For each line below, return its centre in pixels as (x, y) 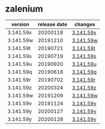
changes (85, 24)
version (20, 24)
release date (52, 24)
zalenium (24, 9)
